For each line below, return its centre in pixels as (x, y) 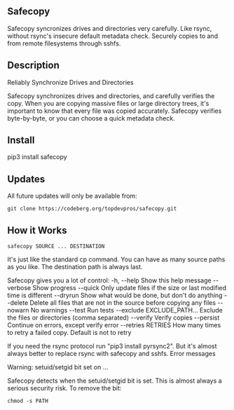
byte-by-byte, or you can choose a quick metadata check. (91, 118)
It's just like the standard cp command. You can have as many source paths (116, 259)
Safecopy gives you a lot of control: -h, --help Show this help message (109, 280)
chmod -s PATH (28, 401)
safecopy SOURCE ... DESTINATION (56, 247)
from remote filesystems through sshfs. (64, 43)
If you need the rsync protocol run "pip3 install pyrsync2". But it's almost (112, 346)
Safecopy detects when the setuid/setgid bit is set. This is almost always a (115, 381)
